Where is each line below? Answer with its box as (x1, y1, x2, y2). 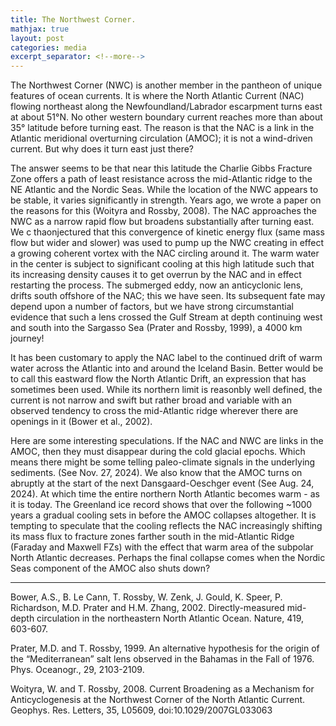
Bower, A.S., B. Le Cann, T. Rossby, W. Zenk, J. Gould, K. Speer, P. (10, 591, 283, 603)
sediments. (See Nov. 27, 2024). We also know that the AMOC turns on (10, 467, 303, 479)
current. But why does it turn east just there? (10, 143, 195, 155)
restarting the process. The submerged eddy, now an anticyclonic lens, (10, 279, 304, 291)
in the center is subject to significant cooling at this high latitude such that (10, 258, 315, 270)
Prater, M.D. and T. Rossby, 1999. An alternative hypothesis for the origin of (10, 642, 320, 655)
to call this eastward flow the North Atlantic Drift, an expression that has (10, 373, 307, 385)
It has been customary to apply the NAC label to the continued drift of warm (10, 352, 323, 364)
